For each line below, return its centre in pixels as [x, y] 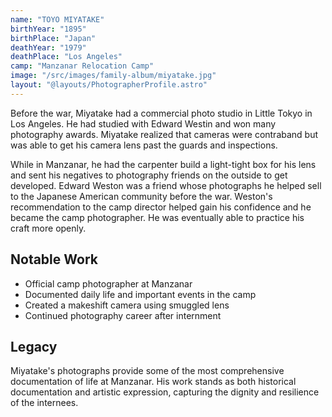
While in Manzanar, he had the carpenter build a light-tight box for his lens [163, 164]
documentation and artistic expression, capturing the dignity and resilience [165, 392]
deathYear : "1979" [48, 47]
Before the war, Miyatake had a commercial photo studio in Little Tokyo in [161, 113]
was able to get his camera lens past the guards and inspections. [144, 145]
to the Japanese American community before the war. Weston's [141, 196]
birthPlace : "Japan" [53, 38]
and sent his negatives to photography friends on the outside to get [149, 175]
